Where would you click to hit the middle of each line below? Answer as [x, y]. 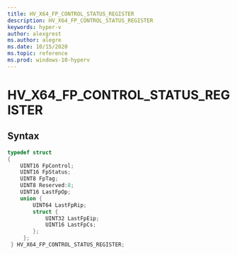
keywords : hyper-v [34, 27]
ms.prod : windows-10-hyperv [49, 60]
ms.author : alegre [34, 40]
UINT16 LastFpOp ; [46, 192]
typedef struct [30, 152]
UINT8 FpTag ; [39, 179]
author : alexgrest [34, 34]
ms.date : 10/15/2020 [38, 47]
